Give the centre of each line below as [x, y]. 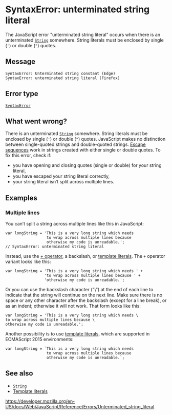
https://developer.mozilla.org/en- [40, 401]
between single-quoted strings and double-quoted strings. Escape [76, 144]
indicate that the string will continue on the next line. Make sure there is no [84, 295]
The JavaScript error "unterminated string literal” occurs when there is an [83, 34]
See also [19, 373]
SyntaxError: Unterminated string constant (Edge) [60, 73]
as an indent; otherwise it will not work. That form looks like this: [73, 306]
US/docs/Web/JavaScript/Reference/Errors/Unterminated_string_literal [80, 406]
